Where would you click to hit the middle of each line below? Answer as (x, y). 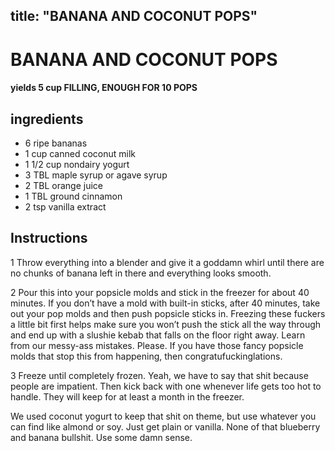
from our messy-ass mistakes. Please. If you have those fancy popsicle (157, 345)
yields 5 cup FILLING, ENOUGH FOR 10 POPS (104, 88)
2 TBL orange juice (64, 185)
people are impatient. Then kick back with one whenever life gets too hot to (166, 386)
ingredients (47, 119)
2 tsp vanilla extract (65, 206)
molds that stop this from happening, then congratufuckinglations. (146, 356)
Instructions (49, 238)
